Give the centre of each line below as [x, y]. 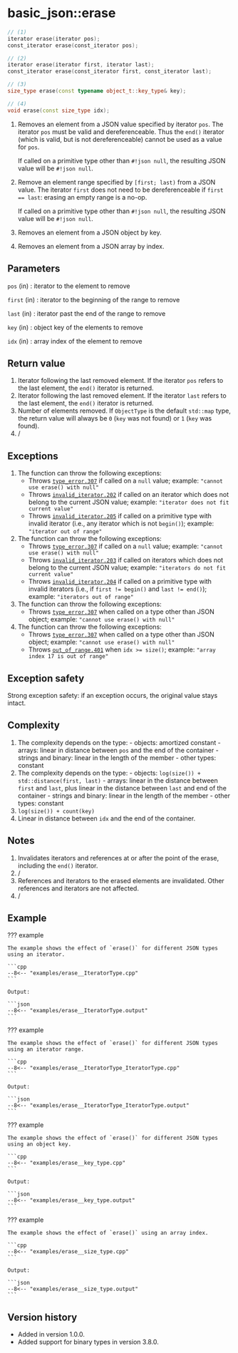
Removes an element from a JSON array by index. [91, 246]
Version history [42, 1317]
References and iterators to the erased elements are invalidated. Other [121, 880]
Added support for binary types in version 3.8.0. [88, 1342]
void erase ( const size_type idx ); [59, 110]
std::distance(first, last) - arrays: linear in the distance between [118, 780]
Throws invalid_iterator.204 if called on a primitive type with [120, 582]
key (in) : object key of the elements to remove [76, 327]
